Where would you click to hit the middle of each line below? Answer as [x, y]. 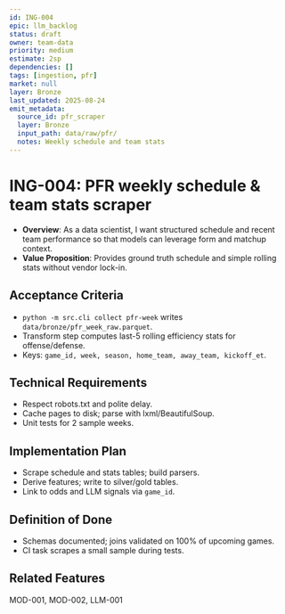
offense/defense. [54, 345]
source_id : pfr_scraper [61, 117]
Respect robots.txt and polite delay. [87, 404]
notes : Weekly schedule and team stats [91, 142]
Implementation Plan [68, 451]
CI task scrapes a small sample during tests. [103, 550]
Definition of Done [61, 519]
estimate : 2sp [36, 59]
